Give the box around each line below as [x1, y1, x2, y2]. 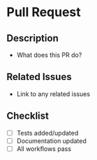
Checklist [6, 110, 50, 122]
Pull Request [6, 4, 81, 20]
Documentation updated [16, 136, 87, 145]
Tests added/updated [16, 128, 79, 137]
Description [6, 32, 59, 44]
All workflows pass [16, 145, 71, 153]
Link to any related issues [16, 89, 91, 98]
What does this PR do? [16, 51, 82, 59]
